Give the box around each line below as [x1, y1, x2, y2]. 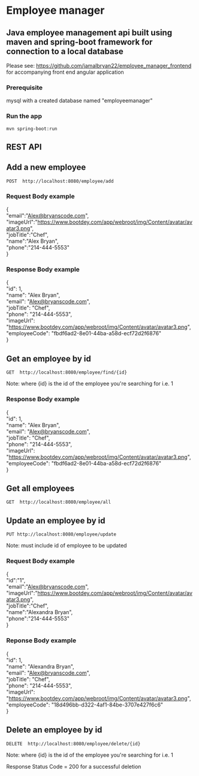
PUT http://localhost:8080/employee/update [6, 531, 117, 537]
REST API [6, 142, 42, 152]
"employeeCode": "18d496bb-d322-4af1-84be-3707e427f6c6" [6, 701, 164, 708]
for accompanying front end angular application [6, 68, 124, 76]
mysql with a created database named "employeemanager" [6, 97, 153, 104]
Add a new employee [6, 163, 86, 173]
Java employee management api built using [6, 28, 173, 38]
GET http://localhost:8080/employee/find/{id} [6, 369, 128, 375]
